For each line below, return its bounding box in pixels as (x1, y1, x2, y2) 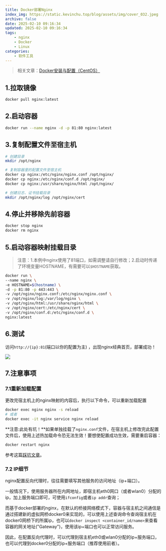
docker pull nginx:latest (5, 97, 58, 102)
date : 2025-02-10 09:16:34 (5, 21, 61, 26)
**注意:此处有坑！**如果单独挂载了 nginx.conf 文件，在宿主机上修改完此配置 (5, 426, 159, 432)
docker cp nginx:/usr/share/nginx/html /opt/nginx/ (5, 181, 114, 186)
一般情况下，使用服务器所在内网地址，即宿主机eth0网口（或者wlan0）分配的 (5, 488, 162, 494)
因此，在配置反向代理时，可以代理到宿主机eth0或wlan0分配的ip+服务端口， (5, 534, 160, 540)
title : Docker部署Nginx (5, 7, 53, 12)
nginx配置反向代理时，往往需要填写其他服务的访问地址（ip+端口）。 (5, 478, 143, 483)
